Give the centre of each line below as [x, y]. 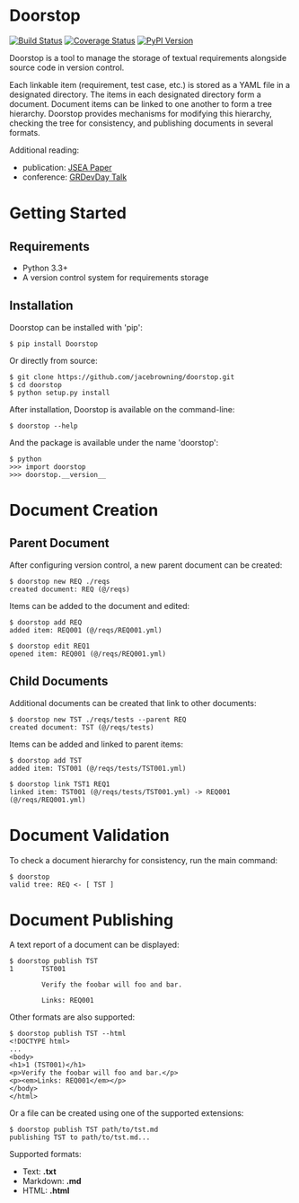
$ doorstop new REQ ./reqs [60, 581]
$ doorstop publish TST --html [68, 1034]
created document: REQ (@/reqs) [70, 589]
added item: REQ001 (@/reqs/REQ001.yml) [86, 630]
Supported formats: [46, 1154]
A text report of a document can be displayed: [94, 945]
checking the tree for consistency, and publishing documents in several [141, 123]
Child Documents [59, 681]
